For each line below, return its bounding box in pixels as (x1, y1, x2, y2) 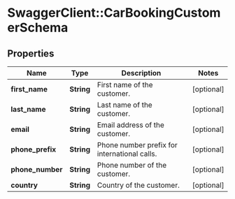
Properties (7, 47, 55, 59)
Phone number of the (97, 161, 167, 170)
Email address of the (97, 120, 164, 130)
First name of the (97, 80, 153, 89)
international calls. (97, 149, 157, 159)
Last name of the (97, 100, 152, 110)
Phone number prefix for (97, 140, 178, 149)
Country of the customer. (97, 180, 180, 190)
